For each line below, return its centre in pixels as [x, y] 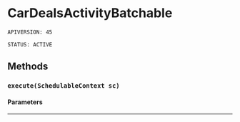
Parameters [25, 102]
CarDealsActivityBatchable [90, 13]
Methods [28, 67]
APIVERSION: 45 [30, 32]
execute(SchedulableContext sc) [64, 86]
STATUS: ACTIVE [30, 44]
